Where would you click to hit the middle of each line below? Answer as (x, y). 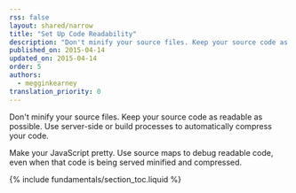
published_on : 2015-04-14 (57, 50)
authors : (25, 75)
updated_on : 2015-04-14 (53, 58)
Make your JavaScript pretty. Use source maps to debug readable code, (141, 152)
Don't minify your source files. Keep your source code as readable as (136, 117)
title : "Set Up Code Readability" (73, 34)
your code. (29, 135)
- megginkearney (47, 83)
